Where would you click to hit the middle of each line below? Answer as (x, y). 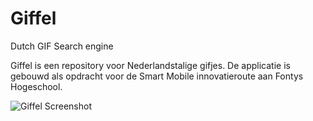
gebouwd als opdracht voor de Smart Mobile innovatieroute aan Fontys (157, 76)
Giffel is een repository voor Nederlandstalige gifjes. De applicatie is (150, 65)
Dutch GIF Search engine (62, 46)
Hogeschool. (36, 86)
